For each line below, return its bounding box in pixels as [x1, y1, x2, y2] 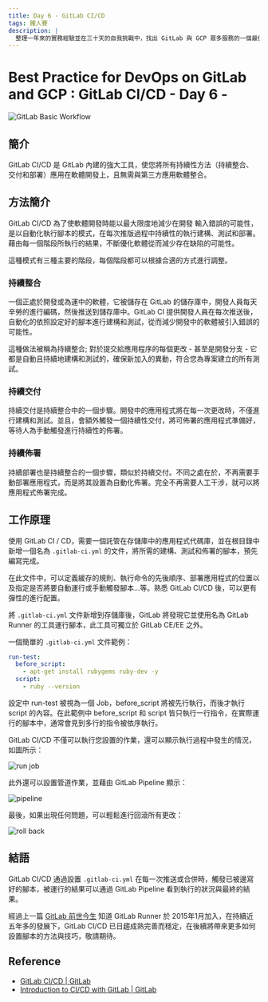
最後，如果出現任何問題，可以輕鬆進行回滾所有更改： [8, 810, 183, 820]
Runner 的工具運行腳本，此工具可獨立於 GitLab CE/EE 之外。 [8, 619, 207, 629]
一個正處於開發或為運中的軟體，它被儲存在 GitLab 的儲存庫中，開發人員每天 [8, 297, 258, 307]
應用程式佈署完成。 [8, 487, 72, 497]
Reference [8, 955, 61, 968]
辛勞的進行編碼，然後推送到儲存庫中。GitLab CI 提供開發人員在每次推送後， [8, 307, 258, 317]
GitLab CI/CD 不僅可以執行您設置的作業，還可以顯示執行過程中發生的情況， [8, 735, 257, 744]
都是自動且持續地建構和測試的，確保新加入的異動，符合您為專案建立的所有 [8, 354, 253, 364]
